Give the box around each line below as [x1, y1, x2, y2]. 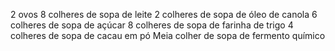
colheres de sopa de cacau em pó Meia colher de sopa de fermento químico [10, 30, 326, 41]
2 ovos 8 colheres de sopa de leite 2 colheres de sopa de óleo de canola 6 [10, 9, 318, 20]
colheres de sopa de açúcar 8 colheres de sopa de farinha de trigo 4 [10, 19, 294, 31]
